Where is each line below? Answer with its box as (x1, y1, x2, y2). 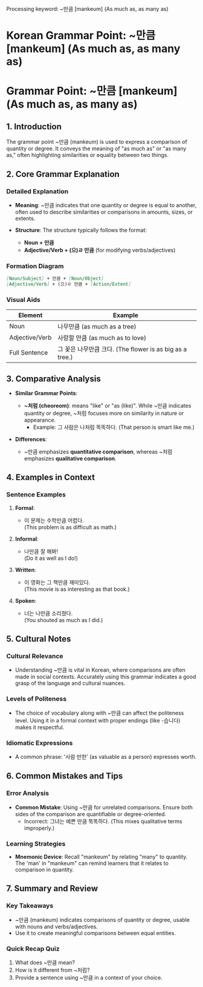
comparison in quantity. (14, 866, 74, 873)
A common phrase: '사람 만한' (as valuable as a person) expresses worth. (14, 753, 197, 760)
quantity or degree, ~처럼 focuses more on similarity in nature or (24, 410, 184, 417)
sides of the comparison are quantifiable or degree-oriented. (14, 810, 167, 817)
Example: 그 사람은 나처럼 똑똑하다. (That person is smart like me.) (33, 423, 195, 431)
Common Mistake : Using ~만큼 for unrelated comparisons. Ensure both (14, 803, 193, 811)
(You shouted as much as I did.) (24, 616, 103, 623)
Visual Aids (6, 295, 40, 304)
